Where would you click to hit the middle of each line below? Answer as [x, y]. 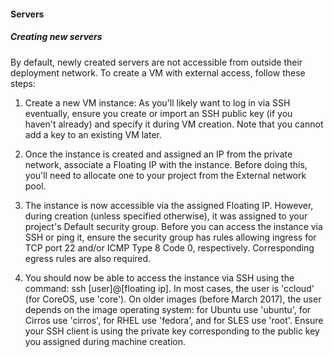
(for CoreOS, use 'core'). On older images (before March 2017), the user [173, 299]
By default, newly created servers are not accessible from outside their [156, 62]
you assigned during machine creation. [105, 341]
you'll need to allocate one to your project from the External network [165, 175]
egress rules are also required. [88, 258]
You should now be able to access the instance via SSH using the [159, 277]
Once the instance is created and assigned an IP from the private [158, 154]
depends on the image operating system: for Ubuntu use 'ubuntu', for [168, 309]
